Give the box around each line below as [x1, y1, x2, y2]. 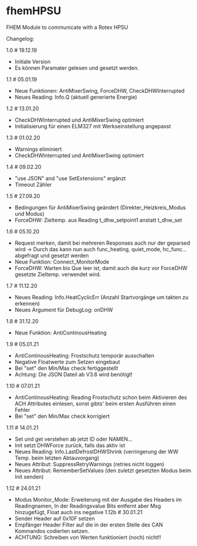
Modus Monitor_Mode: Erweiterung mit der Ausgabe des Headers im [14, 496, 182, 503]
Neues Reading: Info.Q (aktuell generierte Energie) [14, 93, 137, 100]
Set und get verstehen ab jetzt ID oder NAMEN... [14, 435, 133, 443]
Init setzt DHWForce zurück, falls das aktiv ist [14, 441, 126, 448]
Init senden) [14, 473, 44, 480]
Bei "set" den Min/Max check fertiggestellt [14, 365, 119, 372]
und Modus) [14, 210, 45, 217]
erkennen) [14, 300, 40, 307]
